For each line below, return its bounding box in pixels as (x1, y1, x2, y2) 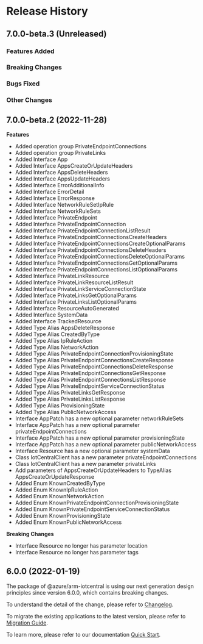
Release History (6, 4, 88, 18)
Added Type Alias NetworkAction (15, 343, 99, 351)
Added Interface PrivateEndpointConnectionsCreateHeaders (15, 234, 167, 241)
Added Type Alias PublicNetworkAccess (15, 409, 117, 416)
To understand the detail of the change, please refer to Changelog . (6, 601, 174, 608)
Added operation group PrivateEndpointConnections (15, 143, 147, 150)
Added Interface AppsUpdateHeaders (15, 175, 111, 182)
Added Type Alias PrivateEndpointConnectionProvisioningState (15, 350, 174, 357)
